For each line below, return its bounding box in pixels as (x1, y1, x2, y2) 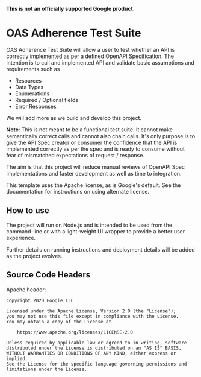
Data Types (14, 83, 44, 90)
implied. (6, 355, 28, 361)
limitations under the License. (6, 366, 87, 372)
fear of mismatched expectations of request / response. (6, 151, 144, 159)
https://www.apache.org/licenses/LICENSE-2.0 (17, 329, 134, 335)
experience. (6, 234, 36, 241)
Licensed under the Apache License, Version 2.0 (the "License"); (6, 308, 176, 314)
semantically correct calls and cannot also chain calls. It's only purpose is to (6, 132, 196, 139)
